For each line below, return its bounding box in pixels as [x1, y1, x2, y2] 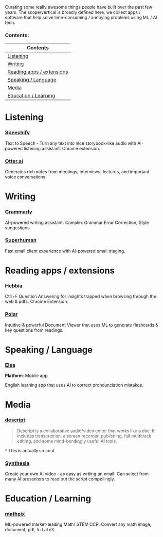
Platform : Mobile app [5, 373, 48, 378]
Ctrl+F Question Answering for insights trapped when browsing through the [5, 294, 157, 299]
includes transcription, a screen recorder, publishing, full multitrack [17, 433, 152, 438]
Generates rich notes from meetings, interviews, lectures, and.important [5, 169, 150, 175]
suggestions [5, 224, 30, 231]
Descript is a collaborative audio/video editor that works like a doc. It [17, 428, 155, 434]
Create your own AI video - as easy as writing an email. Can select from [5, 471, 149, 477]
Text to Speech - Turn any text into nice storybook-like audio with [5, 140, 136, 146]
